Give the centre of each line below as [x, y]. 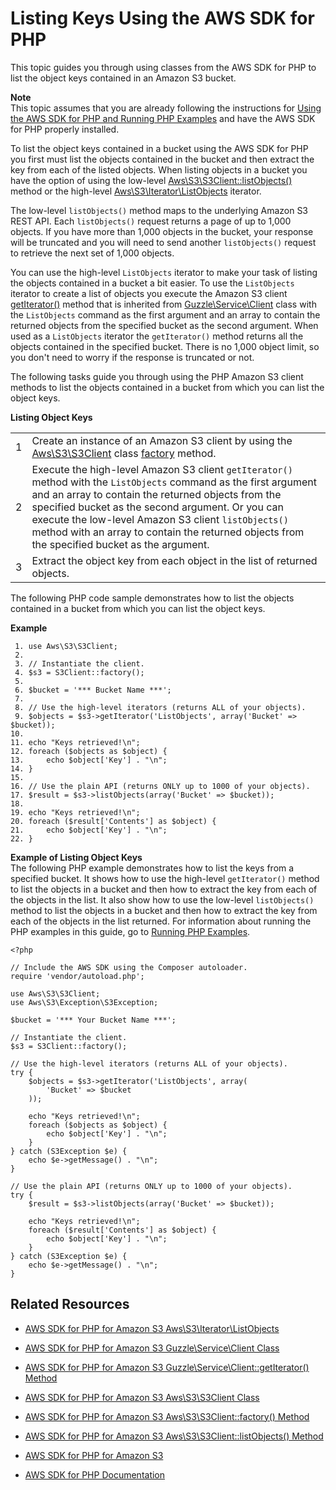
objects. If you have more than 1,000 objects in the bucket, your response [162, 231]
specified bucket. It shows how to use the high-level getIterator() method [165, 878]
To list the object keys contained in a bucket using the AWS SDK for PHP [159, 148]
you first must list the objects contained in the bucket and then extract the [162, 159]
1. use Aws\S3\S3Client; [66, 646]
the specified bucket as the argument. [120, 544]
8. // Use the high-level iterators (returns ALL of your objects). [160, 707]
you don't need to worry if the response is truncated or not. [132, 357]
